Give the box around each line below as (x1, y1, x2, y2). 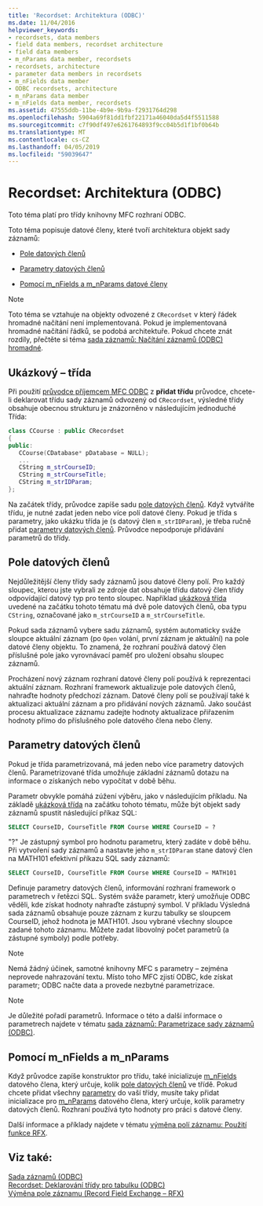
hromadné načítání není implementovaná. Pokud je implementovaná (8, 318, 228, 328)
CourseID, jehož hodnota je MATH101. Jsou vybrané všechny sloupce (8, 917, 233, 926)
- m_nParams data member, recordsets (8, 56, 132, 64)
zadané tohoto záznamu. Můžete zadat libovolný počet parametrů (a (8, 925, 229, 935)
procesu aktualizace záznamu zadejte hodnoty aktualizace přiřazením (8, 707, 235, 717)
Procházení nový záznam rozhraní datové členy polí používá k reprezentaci (8, 673, 251, 684)
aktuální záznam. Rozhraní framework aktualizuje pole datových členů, (8, 682, 236, 691)
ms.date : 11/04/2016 (8, 19, 76, 27)
